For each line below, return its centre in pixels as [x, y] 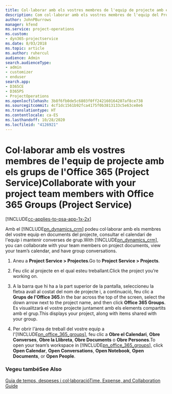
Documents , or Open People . [44, 356]
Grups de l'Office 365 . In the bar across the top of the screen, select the [89, 297]
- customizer [19, 72]
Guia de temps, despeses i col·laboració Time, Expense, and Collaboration [83, 380]
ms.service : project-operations [40, 29]
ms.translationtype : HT [31, 110]
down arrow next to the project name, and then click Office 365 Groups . [89, 302]
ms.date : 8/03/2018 [26, 44]
